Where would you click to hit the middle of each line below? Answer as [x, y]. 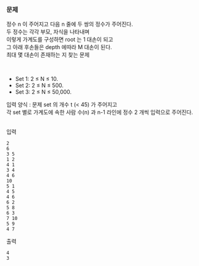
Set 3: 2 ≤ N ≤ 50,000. [43, 92]
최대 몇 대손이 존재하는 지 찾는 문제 [48, 55]
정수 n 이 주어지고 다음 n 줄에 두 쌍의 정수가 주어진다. [70, 24]
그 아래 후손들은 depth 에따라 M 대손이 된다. [59, 47]
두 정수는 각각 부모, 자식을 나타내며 [48, 32]
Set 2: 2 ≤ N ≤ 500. [39, 85]
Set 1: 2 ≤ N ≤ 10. [36, 79]
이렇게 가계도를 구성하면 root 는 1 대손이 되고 [60, 40]
